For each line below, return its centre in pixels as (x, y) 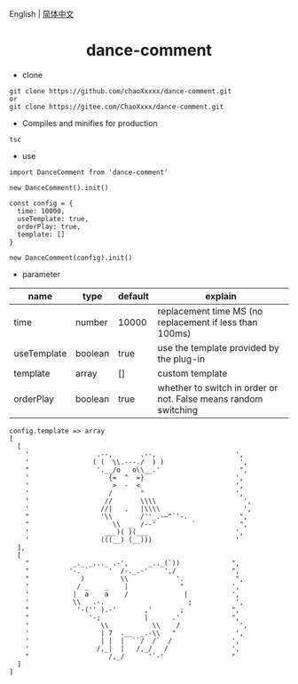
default (133, 296)
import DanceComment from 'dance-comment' (89, 172)
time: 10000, (41, 211)
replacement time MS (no (210, 311)
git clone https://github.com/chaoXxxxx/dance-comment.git (121, 91)
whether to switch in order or (218, 387)
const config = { (41, 203)
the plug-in (181, 359)
